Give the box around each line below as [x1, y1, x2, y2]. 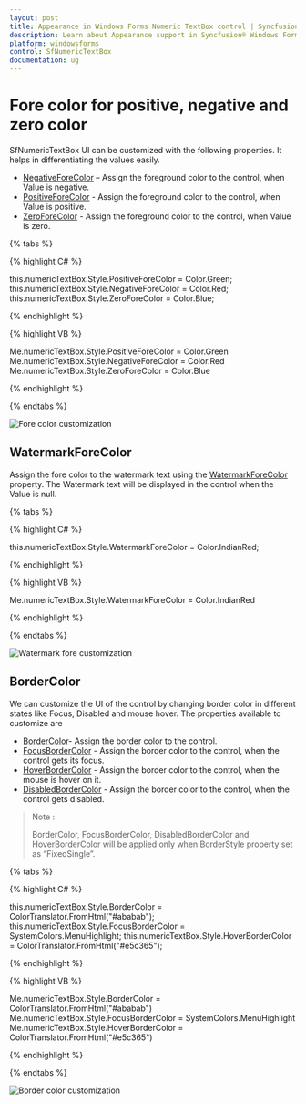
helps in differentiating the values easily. [9, 154, 161, 165]
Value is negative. [22, 182, 89, 193]
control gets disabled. [22, 793, 105, 804]
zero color [9, 115, 88, 135]
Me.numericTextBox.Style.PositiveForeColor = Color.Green [9, 346, 229, 357]
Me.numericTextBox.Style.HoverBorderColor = [9, 1022, 184, 1033]
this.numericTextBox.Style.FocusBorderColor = [9, 921, 186, 932]
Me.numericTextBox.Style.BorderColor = [9, 993, 161, 1004]
